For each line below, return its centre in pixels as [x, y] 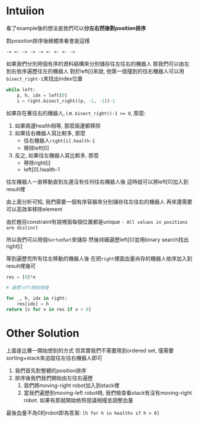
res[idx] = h [33, 304]
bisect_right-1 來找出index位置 [44, 78]
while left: [21, 90]
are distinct [22, 228]
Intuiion [25, 11]
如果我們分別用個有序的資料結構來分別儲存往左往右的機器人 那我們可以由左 [98, 64]
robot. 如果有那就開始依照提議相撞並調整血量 [78, 400]
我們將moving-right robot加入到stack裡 [71, 385]
